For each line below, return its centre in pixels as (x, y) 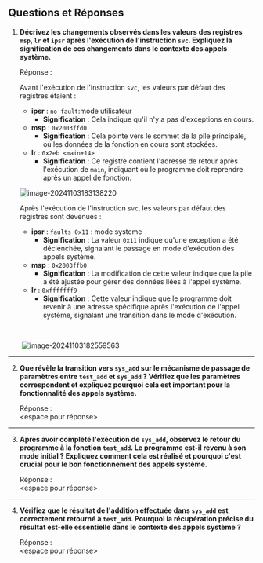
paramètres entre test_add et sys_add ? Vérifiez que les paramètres (130, 376)
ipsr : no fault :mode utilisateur (81, 111)
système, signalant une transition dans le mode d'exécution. (140, 315)
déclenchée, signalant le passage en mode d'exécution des (139, 248)
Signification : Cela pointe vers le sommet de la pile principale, (144, 136)
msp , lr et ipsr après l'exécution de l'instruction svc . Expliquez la (126, 40)
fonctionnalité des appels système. (78, 393)
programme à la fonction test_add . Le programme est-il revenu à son (133, 448)
